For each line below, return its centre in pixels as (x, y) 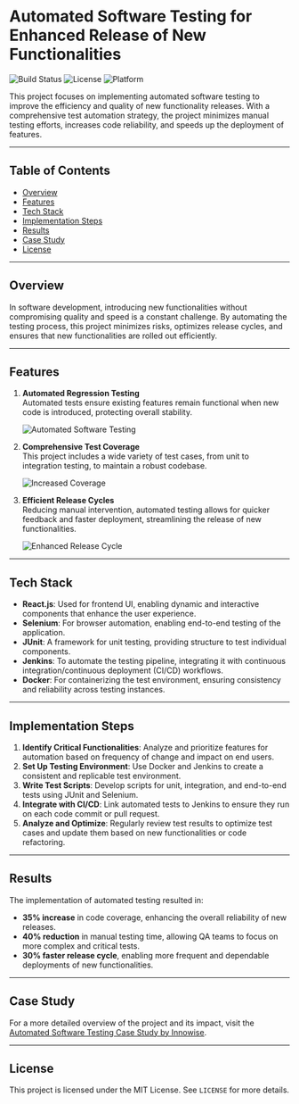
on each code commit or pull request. (91, 813)
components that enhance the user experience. (109, 614)
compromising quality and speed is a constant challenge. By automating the (148, 316)
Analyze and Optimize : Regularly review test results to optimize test (147, 823)
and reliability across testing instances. (93, 690)
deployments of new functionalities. (88, 965)
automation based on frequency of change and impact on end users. (148, 757)
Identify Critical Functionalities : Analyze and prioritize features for (145, 747)
